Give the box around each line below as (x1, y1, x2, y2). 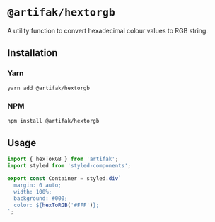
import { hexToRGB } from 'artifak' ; (7, 155, 119, 163)
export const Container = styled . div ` (7, 175, 122, 182)
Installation (7, 47, 58, 59)
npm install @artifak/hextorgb (7, 117, 100, 124)
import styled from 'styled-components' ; (7, 162, 132, 170)
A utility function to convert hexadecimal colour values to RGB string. (7, 26, 209, 35)
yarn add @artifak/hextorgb (7, 84, 91, 91)
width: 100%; (13, 188, 52, 195)
